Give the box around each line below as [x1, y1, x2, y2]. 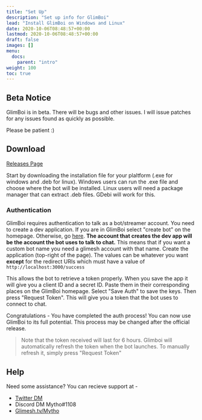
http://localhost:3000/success [6, 264, 85, 271]
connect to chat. [6, 300, 47, 307]
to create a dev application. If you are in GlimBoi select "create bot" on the [6, 226, 191, 233]
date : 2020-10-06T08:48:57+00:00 [6, 25, 90, 32]
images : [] [6, 43, 34, 49]
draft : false [6, 37, 39, 43]
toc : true [6, 70, 31, 76]
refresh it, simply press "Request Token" [21, 350, 122, 357]
